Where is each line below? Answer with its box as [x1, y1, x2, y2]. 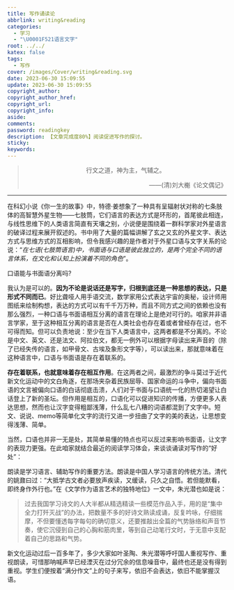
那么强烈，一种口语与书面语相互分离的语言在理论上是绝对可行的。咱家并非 [7, 310, 221, 318]
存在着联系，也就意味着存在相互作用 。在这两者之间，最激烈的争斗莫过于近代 [7, 368, 227, 376]
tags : [7, 56, 23, 63]
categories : [7, 23, 42, 30]
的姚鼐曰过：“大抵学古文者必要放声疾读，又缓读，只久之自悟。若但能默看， [7, 476, 224, 484]
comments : [7, 120, 36, 127]
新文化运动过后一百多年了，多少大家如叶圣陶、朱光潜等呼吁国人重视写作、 [7, 549, 221, 557]
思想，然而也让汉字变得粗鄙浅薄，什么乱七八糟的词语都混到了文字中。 [13, 403, 214, 411]
